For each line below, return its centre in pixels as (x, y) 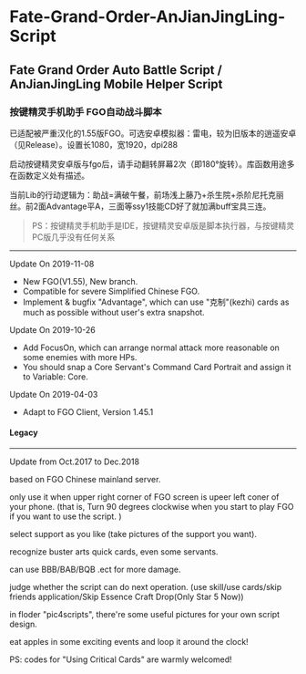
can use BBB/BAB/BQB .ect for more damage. (95, 570)
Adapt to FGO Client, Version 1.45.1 (88, 411)
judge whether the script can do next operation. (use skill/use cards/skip (146, 587)
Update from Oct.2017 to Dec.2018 (74, 461)
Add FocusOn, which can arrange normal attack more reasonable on (151, 347)
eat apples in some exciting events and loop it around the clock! (129, 642)
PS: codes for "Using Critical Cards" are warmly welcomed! (121, 659)
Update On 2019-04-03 (54, 394)
